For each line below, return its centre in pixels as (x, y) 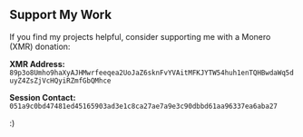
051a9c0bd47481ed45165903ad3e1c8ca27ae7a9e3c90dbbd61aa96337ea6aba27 (144, 106)
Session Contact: (43, 97)
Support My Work (60, 15)
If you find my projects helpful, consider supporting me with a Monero (140, 36)
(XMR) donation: (40, 46)
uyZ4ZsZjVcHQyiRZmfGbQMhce (60, 81)
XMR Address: (37, 64)
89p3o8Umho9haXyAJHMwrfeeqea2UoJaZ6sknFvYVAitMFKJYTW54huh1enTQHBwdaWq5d (152, 73)
